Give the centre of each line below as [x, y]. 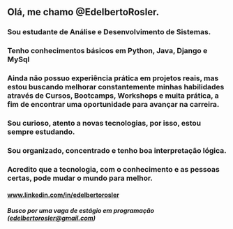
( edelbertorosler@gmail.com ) [52, 218]
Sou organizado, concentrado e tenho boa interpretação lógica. [117, 150]
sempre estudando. [41, 132]
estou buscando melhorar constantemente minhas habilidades [116, 87]
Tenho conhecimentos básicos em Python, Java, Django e [107, 51]
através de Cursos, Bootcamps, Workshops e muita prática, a [113, 96]
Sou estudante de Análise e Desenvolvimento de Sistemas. [109, 32]
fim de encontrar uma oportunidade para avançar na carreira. [113, 105]
